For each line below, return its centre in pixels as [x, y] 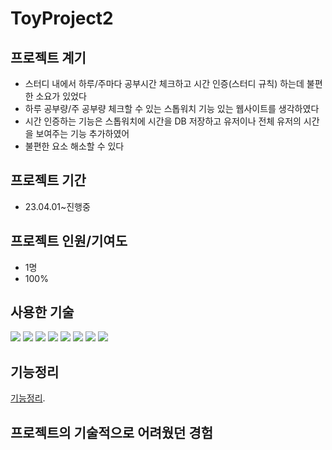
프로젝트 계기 [48, 57]
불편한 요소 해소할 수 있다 [74, 146]
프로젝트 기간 [48, 180]
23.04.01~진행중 [57, 206]
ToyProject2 [62, 18]
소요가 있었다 [61, 96]
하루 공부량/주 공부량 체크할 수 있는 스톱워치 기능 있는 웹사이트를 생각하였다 [172, 108]
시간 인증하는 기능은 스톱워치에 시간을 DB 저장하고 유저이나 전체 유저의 [163, 121]
